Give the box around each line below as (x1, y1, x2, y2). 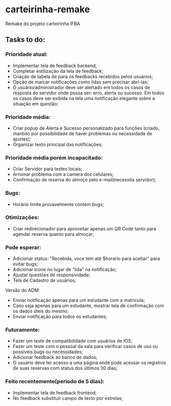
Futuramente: (5, 327, 40, 334)
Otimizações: (5, 214, 39, 221)
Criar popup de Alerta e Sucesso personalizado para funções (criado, (12, 125, 160, 131)
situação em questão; (12, 100, 59, 107)
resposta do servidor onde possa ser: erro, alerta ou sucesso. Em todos (12, 90, 165, 96)
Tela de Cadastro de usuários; (12, 277, 76, 283)
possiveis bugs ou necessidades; (12, 349, 83, 355)
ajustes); (12, 136, 32, 142)
